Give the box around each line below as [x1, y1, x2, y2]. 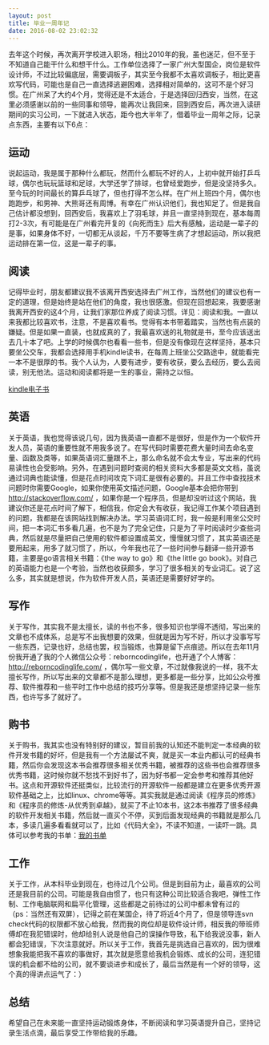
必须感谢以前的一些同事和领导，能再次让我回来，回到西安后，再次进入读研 [14, 99, 261, 109]
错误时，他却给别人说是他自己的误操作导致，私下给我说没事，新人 [42, 930, 261, 939]
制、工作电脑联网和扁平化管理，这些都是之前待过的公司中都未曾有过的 [8, 899, 240, 909]
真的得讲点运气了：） [14, 970, 86, 979]
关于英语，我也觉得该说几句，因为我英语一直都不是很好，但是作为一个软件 [8, 432, 254, 442]
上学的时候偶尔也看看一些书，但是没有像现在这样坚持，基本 [57, 338, 254, 346]
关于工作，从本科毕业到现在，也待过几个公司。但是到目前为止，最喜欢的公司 [8, 879, 261, 889]
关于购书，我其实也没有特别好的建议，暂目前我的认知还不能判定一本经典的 [8, 740, 254, 750]
